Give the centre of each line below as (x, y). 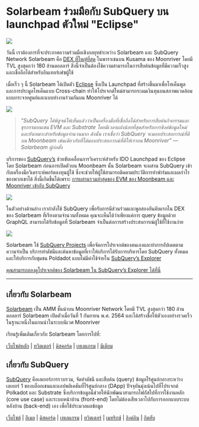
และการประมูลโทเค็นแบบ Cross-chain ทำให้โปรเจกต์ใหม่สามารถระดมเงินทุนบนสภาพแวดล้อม (99, 91)
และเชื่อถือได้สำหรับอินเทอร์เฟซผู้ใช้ (40, 72)
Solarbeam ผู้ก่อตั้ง (41, 147)
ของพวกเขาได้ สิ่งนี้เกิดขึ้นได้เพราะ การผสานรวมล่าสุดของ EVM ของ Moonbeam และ (90, 179)
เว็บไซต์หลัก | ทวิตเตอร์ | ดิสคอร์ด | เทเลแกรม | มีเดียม (60, 346)
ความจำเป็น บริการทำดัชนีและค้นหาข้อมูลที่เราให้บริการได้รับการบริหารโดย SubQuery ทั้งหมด (97, 251)
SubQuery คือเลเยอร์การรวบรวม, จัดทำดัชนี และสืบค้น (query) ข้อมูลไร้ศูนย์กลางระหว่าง (94, 379)
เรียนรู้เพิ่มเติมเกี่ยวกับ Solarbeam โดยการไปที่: (54, 334)
